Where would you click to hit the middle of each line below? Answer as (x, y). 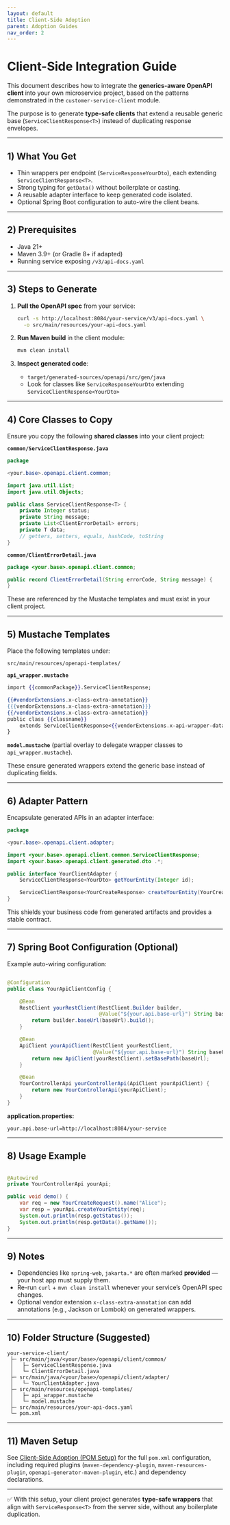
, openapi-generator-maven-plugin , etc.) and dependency (106, 1472)
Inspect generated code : (53, 364)
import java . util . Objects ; (46, 492)
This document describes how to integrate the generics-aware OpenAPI (110, 86)
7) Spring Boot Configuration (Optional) (93, 947)
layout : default (30, 13)
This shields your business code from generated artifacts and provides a (110, 912)
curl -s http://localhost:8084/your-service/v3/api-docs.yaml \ (111, 318)
